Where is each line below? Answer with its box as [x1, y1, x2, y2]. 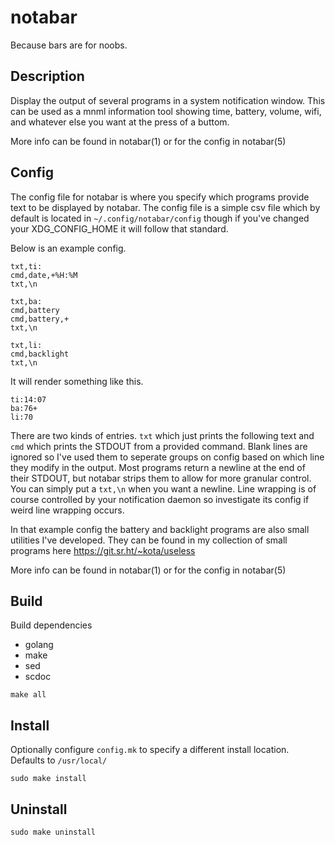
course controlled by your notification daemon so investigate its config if [10, 493, 310, 505]
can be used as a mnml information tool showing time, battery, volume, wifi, [10, 105, 322, 117]
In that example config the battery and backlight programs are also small [10, 523, 310, 535]
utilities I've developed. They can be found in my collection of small [10, 534, 288, 546]
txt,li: [10, 340, 43, 350]
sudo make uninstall [10, 827, 97, 837]
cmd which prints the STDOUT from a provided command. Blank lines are [10, 440, 308, 452]
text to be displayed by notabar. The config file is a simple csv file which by [10, 201, 321, 213]
